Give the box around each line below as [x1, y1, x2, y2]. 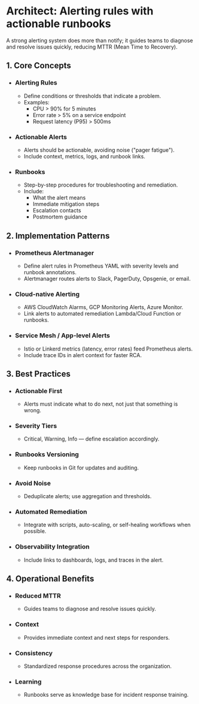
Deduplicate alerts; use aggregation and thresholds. [23, 493, 152, 500]
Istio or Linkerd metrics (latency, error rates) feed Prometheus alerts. [23, 345, 193, 352]
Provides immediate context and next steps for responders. [23, 634, 170, 641]
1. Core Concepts [6, 61, 72, 71]
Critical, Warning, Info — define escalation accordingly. [23, 435, 160, 442]
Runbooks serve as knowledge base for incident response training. [23, 691, 189, 699]
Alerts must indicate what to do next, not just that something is [23, 400, 178, 408]
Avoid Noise [14, 479, 51, 487]
